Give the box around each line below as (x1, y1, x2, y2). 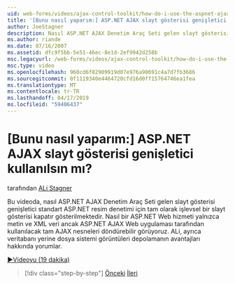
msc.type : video (7, 62, 55, 69)
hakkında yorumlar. (7, 241, 63, 250)
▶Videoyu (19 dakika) (7, 255, 70, 264)
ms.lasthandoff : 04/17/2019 (7, 95, 90, 102)
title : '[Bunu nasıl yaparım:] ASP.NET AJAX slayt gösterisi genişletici (7, 17, 227, 24)
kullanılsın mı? (7, 161, 92, 177)
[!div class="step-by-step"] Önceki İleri (24, 269, 138, 277)
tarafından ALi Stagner (7, 184, 72, 192)
